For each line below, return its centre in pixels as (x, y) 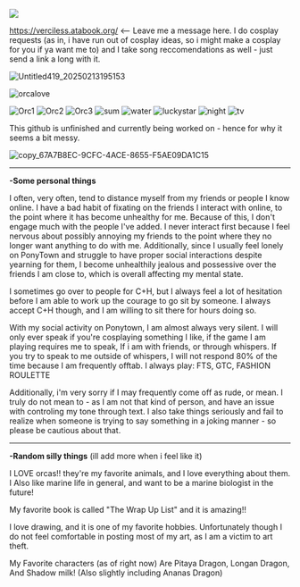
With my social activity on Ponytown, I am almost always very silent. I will (144, 327)
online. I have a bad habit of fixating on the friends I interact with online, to (146, 207)
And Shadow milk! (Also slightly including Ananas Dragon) (116, 573)
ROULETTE (30, 375)
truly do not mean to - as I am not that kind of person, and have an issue (142, 402)
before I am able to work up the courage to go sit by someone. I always (140, 301)
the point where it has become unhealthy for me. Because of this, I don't (142, 217)
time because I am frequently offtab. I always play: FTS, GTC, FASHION (140, 365)
